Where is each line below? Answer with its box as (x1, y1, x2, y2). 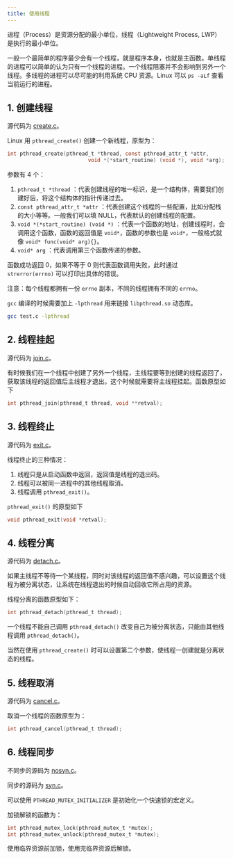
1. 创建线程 (7, 102, 53, 114)
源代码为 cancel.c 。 (7, 696, 64, 705)
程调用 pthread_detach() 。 (7, 631, 83, 640)
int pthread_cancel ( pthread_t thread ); (7, 725, 123, 732)
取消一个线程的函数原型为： (7, 711, 87, 720)
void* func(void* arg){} (25, 239, 97, 246)
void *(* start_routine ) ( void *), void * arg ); (87, 157, 225, 164)
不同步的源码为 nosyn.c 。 (7, 766, 81, 774)
